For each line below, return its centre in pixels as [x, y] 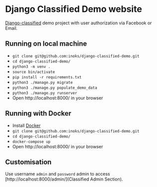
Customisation [28, 162]
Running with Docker [38, 113]
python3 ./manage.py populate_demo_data [55, 88]
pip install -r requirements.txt [47, 77]
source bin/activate [34, 72]
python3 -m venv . [31, 66]
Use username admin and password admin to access [58, 174]
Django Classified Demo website [74, 9]
